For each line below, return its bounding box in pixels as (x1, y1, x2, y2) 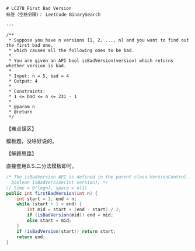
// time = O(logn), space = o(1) (6, 185, 88, 191)
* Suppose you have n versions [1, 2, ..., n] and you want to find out (8, 37, 190, 43)
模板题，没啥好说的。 (6, 137, 57, 145)
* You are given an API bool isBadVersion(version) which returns (8, 58, 174, 64)
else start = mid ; (27, 218, 72, 224)
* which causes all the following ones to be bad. (8, 47, 134, 53)
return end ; (16, 234, 46, 240)
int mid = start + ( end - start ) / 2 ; (27, 207, 121, 213)
